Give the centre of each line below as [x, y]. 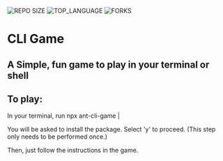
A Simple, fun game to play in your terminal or [108, 64]
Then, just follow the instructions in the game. [73, 151]
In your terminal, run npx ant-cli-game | [64, 116]
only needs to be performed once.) [57, 137]
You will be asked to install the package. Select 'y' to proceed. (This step [111, 130]
